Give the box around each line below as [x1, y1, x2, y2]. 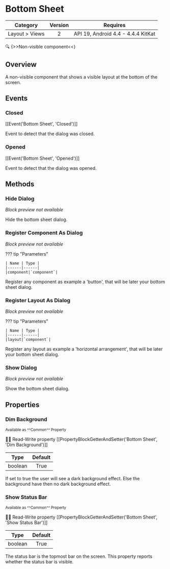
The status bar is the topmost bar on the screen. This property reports [5, 553, 153, 559]
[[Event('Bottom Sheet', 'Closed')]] [5, 121, 78, 127]
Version [49, 21, 69, 29]
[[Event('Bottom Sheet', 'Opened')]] [5, 155, 80, 161]
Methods [5, 180, 35, 189]
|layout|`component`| [5, 337, 51, 342]
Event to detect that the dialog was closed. [5, 131, 95, 137]
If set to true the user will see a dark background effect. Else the [5, 476, 140, 481]
